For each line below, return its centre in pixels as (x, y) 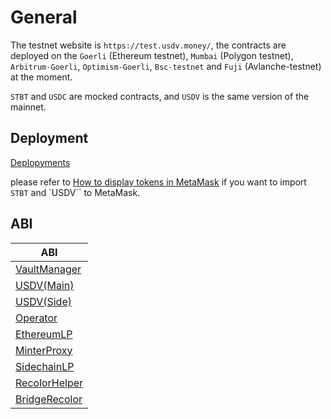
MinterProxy (44, 350)
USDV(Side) (43, 301)
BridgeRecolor (49, 399)
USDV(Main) (45, 285)
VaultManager (48, 269)
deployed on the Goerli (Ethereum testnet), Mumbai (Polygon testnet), (152, 55)
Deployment (49, 138)
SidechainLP (45, 366)
